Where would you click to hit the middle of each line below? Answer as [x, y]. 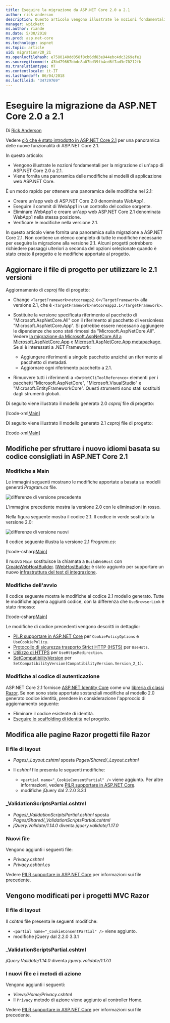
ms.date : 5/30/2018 [26, 33]
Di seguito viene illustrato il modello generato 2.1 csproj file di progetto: [79, 423]
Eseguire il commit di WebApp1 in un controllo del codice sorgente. [82, 206]
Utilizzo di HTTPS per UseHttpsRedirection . [58, 652]
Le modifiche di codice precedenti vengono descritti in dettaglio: [73, 627]
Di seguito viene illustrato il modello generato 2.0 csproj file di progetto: [80, 403]
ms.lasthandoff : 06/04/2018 [35, 76]
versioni [19, 278]
